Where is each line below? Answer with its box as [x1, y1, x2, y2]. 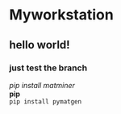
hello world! [9, 38, 71, 52]
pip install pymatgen [9, 97, 82, 106]
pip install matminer [9, 80, 76, 90]
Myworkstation [9, 6, 114, 24]
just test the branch [9, 62, 88, 74]
